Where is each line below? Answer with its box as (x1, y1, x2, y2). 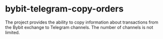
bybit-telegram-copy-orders (5, 3, 124, 14)
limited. (5, 29, 20, 35)
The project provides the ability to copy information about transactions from (5, 19, 159, 25)
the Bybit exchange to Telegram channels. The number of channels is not (5, 24, 153, 30)
